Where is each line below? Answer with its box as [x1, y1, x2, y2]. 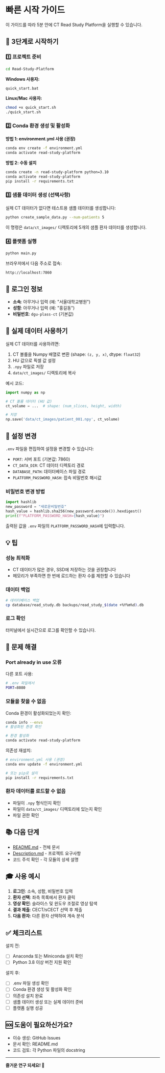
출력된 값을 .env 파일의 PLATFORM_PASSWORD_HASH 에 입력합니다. [5, 522, 125, 529]
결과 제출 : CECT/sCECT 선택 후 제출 [12, 907, 83, 913]
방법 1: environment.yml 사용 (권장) [5, 136, 76, 142]
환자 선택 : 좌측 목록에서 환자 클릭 [12, 894, 75, 900]
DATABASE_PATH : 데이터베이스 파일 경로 [12, 468, 86, 474]
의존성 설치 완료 [12, 992, 43, 999]
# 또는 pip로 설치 [5, 770, 38, 775]
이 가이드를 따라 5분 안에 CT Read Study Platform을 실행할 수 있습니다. [5, 22, 142, 28]
